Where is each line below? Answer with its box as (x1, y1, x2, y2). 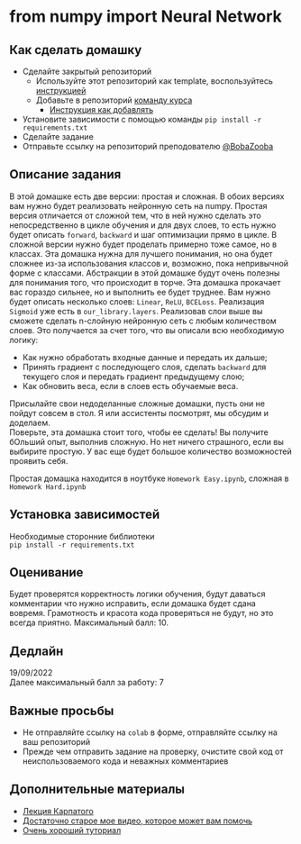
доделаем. (9, 417, 51, 428)
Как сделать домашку (9, 42, 142, 58)
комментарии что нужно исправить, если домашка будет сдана (9, 598, 257, 609)
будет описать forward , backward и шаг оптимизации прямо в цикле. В (9, 229, 278, 240)
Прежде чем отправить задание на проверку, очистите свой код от (22, 746, 284, 758)
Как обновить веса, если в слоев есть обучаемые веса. (22, 380, 239, 391)
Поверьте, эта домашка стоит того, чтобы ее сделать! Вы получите (9, 426, 269, 438)
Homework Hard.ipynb (9, 482, 87, 492)
